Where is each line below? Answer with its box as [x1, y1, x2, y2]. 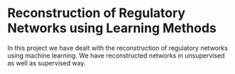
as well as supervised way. [7, 58, 87, 67]
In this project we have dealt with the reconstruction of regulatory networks [7, 43, 229, 52]
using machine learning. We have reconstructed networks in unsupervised [7, 51, 225, 60]
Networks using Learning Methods [7, 20, 217, 36]
